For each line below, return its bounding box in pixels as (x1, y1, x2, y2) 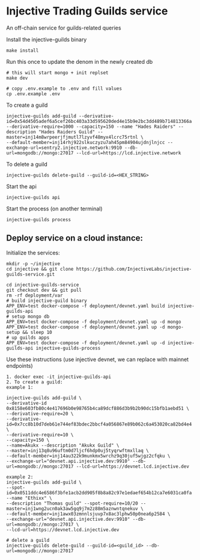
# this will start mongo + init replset (6, 69, 109, 76)
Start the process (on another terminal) (6, 205, 103, 212)
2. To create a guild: (6, 379, 63, 385)
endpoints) (6, 362, 33, 369)
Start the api (6, 183, 37, 190)
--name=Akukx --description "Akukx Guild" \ (6, 442, 120, 448)
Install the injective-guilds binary (6, 36, 87, 43)
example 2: (6, 474, 34, 480)
